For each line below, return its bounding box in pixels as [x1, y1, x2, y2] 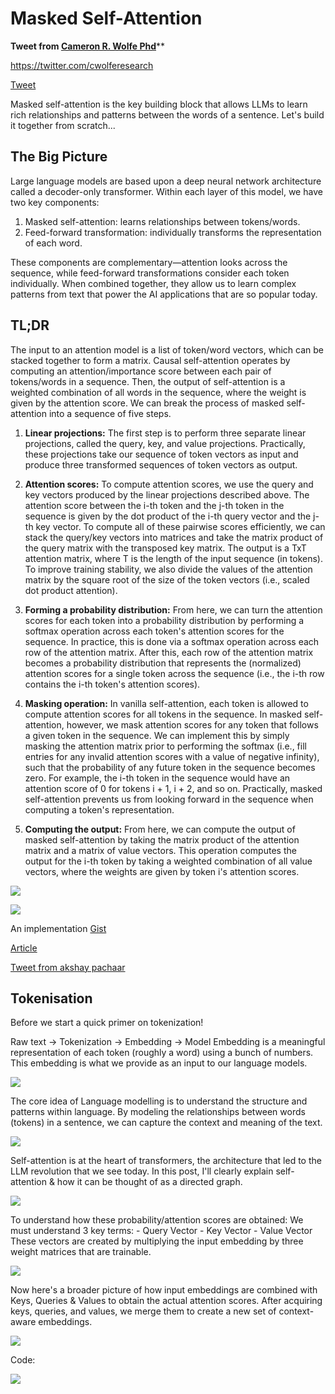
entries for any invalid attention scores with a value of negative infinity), [24, 750, 320, 762]
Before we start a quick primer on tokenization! [10, 1017, 204, 1029]
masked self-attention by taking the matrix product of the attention [24, 833, 300, 846]
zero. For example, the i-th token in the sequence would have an [24, 772, 291, 784]
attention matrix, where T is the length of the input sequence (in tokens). [24, 552, 324, 564]
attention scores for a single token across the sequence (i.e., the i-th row [24, 667, 325, 679]
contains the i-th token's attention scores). [24, 678, 201, 690]
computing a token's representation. [24, 803, 175, 816]
